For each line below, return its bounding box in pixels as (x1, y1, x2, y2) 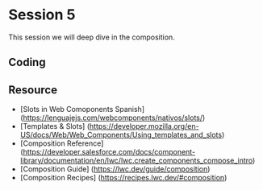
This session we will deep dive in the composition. (8, 32, 175, 42)
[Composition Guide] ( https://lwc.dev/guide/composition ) (19, 164, 211, 174)
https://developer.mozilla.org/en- (89, 122, 199, 131)
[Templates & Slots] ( (19, 122, 90, 131)
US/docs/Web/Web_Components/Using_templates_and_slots (19, 130, 223, 140)
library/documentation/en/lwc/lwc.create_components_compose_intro (19, 155, 253, 166)
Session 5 (8, 6, 76, 24)
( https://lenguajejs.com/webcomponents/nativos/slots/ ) (19, 113, 206, 122)
